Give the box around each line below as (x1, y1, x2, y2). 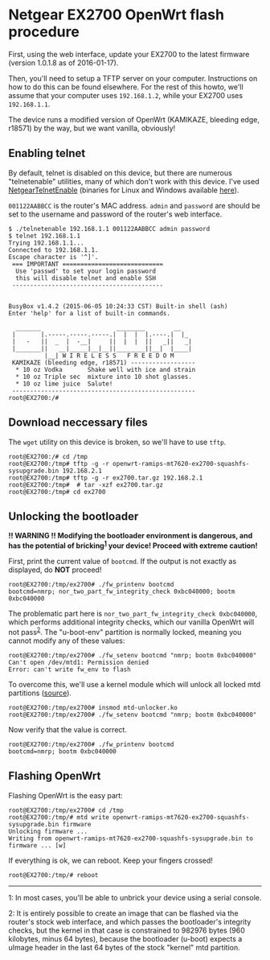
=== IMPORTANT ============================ (11, 260, 163, 268)
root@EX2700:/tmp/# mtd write (8, 813, 110, 822)
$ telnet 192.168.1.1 (8, 232, 81, 240)
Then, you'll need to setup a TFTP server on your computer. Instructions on (8, 73, 258, 83)
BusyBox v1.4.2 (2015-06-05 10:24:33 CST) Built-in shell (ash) (8, 302, 228, 311)
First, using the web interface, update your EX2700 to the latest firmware (8, 49, 250, 59)
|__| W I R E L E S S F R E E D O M (43, 352, 174, 360)
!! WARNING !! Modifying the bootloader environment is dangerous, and (8, 531, 253, 541)
